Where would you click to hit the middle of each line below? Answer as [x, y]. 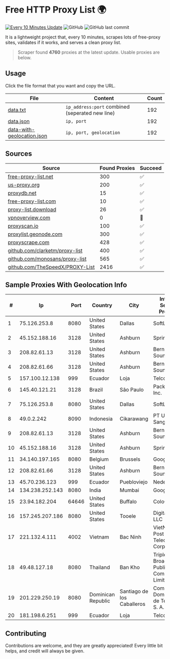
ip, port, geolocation [93, 133]
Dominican [102, 595]
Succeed [151, 168]
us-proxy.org [24, 185]
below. [25, 57]
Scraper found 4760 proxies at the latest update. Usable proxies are [89, 52]
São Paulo [132, 390]
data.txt [17, 110]
